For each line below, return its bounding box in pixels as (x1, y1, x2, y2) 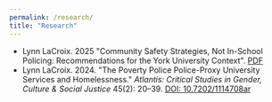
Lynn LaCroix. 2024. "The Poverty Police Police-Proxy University (21, 64, 260, 75)
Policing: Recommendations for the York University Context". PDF (21, 55, 263, 66)
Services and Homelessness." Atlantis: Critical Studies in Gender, (21, 74, 263, 84)
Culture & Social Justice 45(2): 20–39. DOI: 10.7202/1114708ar (21, 83, 251, 94)
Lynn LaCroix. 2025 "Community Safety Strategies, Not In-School (21, 45, 263, 56)
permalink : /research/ (9, 12, 94, 22)
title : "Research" (9, 21, 78, 30)
